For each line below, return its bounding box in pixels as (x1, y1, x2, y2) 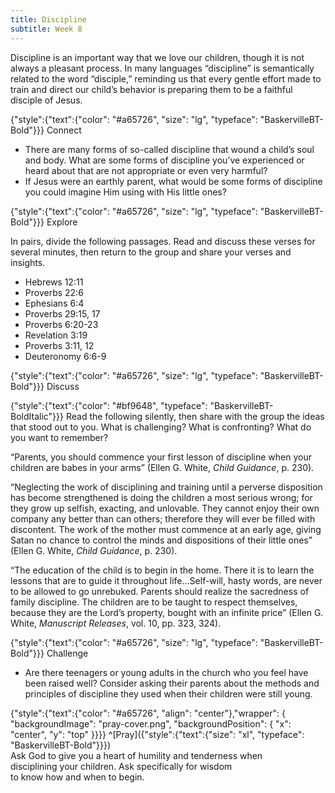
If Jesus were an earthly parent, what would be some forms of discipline (24, 175, 323, 187)
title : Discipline (10, 14, 87, 25)
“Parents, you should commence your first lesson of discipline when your (10, 451, 312, 463)
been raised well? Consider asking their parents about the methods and (24, 677, 320, 689)
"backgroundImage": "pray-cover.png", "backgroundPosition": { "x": (10, 717, 292, 730)
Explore (46, 216, 78, 228)
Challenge (46, 647, 89, 659)
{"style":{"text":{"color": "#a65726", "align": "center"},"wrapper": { (10, 707, 287, 719)
